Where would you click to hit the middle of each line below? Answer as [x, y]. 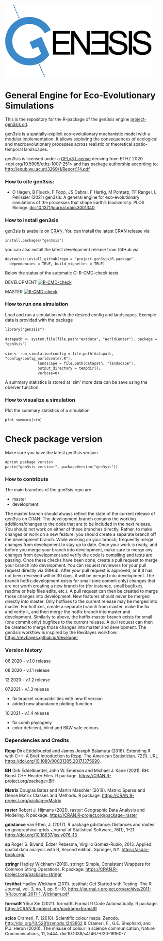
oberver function [22, 387]
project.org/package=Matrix [33, 800]
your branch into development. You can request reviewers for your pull [76, 565]
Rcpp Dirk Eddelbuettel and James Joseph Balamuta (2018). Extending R [78, 751]
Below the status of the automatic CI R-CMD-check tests [62, 273]
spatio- [140, 144]
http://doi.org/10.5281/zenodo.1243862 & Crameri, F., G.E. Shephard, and [78, 923]
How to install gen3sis [32, 220]
